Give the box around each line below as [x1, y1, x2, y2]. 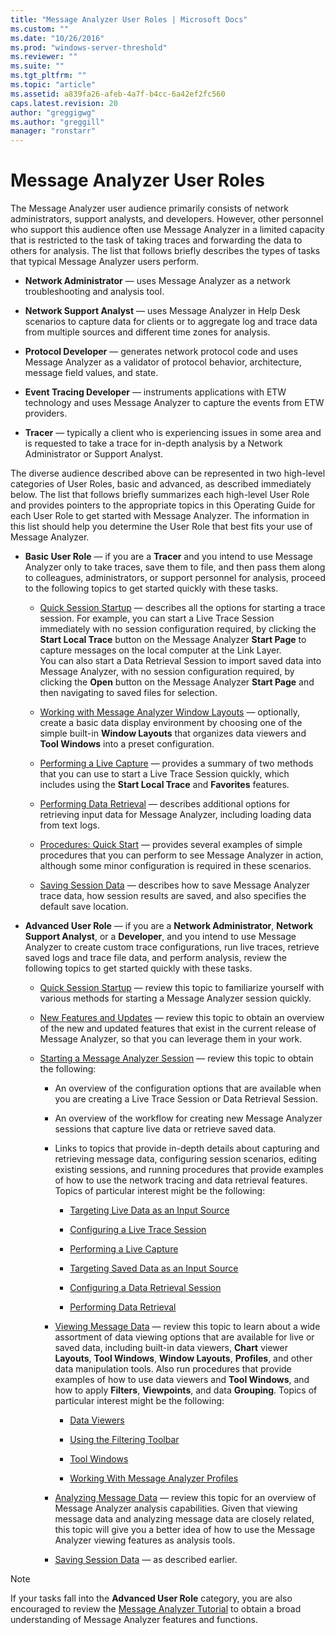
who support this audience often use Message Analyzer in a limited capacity [10, 224, 325, 236]
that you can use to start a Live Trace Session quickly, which [39, 768, 290, 780]
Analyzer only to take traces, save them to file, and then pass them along [24, 561, 326, 573]
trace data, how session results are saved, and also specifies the [39, 890, 307, 902]
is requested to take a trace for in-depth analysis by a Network [24, 437, 283, 450]
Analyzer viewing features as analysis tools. [54, 1534, 236, 1546]
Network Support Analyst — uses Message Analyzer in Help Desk [24, 305, 301, 317]
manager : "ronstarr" [10, 126, 97, 136]
